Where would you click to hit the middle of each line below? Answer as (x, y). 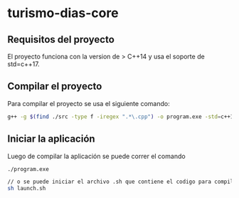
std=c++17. (24, 64)
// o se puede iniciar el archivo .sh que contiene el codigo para (110, 182)
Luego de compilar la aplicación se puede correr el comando (97, 156)
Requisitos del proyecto (61, 40)
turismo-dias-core (63, 13)
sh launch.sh (27, 189)
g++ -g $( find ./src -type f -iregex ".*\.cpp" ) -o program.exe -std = (114, 116)
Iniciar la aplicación (51, 139)
